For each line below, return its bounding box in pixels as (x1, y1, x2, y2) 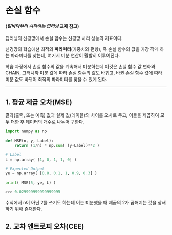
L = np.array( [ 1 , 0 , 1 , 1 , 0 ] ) (5, 157, 77, 162)
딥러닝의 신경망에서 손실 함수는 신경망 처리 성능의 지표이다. (5, 35, 123, 42)
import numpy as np (5, 129, 47, 134)
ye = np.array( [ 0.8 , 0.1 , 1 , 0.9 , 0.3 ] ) (5, 171, 97, 176)
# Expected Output (5, 166, 45, 171)
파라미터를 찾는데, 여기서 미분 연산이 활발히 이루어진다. (10, 52, 120, 59)
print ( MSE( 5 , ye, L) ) (5, 180, 56, 185)
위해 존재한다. (14, 206, 42, 212)
